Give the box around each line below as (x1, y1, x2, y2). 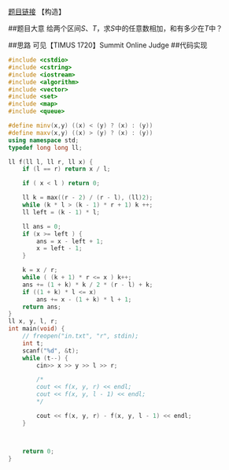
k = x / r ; (22, 267, 58, 274)
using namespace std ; (8, 136, 79, 144)
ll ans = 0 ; (22, 222, 61, 230)
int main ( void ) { (8, 325, 65, 333)
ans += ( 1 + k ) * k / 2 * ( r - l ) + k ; (22, 281, 153, 289)
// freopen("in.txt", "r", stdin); (22, 332, 139, 340)
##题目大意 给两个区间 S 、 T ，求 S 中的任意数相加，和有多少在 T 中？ (8, 24, 223, 33)
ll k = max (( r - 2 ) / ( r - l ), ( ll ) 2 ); (22, 194, 153, 202)
